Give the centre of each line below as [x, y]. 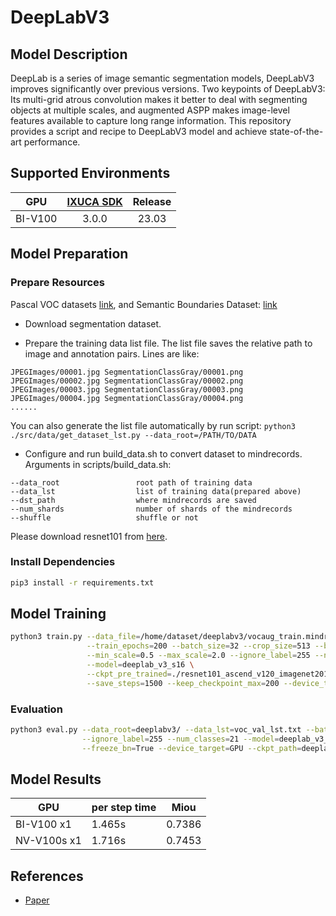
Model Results [56, 779]
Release [152, 201]
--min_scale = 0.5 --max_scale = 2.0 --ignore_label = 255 [198, 656]
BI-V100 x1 [43, 824]
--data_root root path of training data [131, 482]
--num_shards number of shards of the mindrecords [151, 509]
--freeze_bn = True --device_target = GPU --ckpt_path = [191, 748]
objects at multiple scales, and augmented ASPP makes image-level [150, 110]
